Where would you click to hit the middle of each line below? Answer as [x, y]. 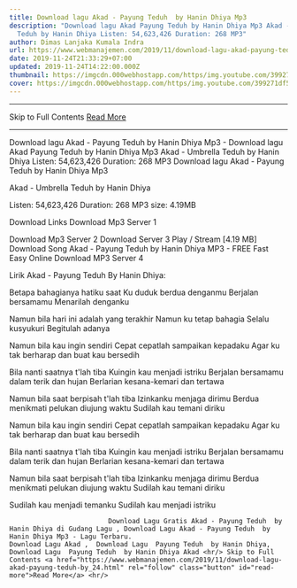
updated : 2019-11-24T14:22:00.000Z [75, 67]
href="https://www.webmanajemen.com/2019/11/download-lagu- [169, 560]
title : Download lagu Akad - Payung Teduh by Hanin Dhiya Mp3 [128, 17]
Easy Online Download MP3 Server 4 [76, 258]
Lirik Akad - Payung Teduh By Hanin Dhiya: [88, 275]
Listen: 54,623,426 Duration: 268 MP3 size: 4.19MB [103, 205]
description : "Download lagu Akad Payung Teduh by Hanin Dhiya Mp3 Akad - [150, 26]
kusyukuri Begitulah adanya [60, 328]
